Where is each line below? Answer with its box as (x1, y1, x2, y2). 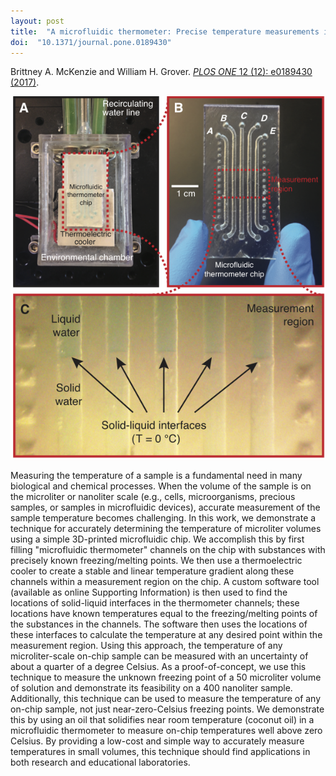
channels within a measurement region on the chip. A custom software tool (10, 576, 320, 588)
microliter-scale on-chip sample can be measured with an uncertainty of (10, 650, 309, 662)
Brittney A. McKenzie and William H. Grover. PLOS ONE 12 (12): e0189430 (10, 66, 313, 78)
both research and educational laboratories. (10, 756, 191, 769)
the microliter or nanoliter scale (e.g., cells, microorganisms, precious (10, 491, 296, 503)
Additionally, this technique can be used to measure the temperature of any (10, 693, 322, 705)
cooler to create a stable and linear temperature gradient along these (10, 565, 295, 577)
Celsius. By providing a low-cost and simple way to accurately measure (10, 735, 305, 747)
